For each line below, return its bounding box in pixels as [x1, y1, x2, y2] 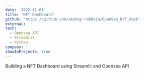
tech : [5, 26, 17, 31]
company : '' [5, 44, 30, 49]
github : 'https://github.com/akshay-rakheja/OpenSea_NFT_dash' [5, 16, 141, 21]
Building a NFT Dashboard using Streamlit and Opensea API [5, 63, 129, 69]
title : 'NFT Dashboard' [5, 12, 55, 17]
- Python [10, 40, 28, 45]
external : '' [5, 21, 33, 26]
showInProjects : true [5, 49, 51, 54]
